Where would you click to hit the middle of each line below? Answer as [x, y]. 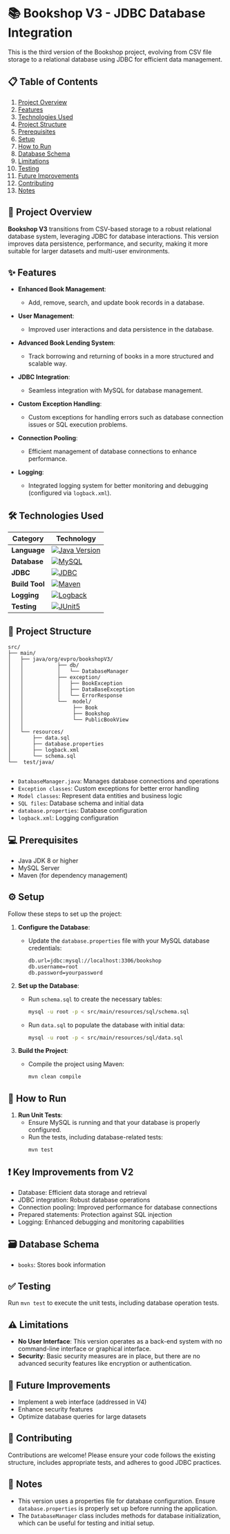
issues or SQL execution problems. [78, 425]
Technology [76, 539]
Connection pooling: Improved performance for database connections [117, 1207]
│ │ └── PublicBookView [68, 720]
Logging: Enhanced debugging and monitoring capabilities [101, 1222]
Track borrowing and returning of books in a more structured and [121, 357]
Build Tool [28, 584]
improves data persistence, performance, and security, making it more [108, 244]
